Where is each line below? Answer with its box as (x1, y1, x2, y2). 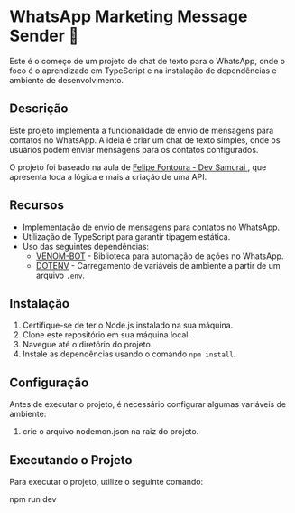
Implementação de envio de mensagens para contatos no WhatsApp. (22, 222, 281, 233)
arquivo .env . (35, 270, 86, 280)
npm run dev (9, 494, 57, 504)
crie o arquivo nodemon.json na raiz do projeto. (22, 426, 199, 437)
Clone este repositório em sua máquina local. (22, 329, 191, 340)
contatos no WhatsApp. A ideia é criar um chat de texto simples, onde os (9, 134, 281, 146)
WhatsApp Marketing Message (9, 6, 248, 27)
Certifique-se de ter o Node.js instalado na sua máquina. (22, 319, 234, 331)
